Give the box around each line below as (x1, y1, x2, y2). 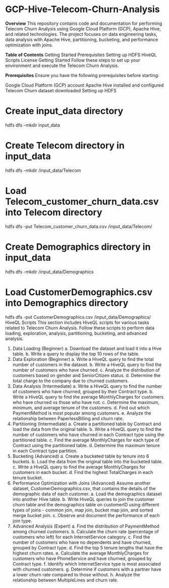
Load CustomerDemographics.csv (5, 286, 153, 298)
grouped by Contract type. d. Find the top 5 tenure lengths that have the (12, 544, 163, 550)
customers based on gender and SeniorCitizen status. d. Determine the (12, 372, 161, 378)
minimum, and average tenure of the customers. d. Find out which (12, 405, 150, 411)
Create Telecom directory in (5, 140, 125, 152)
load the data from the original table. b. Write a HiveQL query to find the (12, 426, 162, 432)
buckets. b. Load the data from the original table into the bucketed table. (12, 458, 163, 464)
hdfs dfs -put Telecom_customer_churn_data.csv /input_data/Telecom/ (5, 223, 152, 229)
